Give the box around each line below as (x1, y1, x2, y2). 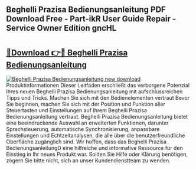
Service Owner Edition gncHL (6, 23, 117, 33)
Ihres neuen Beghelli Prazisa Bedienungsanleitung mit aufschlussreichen (6, 88, 183, 95)
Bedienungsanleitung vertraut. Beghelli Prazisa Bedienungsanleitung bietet (6, 113, 188, 120)
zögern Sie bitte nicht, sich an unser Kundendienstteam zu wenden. (6, 157, 171, 164)
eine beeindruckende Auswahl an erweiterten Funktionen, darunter (6, 119, 169, 126)
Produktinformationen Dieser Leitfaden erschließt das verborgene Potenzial (6, 82, 190, 89)
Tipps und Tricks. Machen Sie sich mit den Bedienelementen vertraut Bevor (6, 94, 190, 101)
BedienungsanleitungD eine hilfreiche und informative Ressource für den (6, 145, 183, 151)
